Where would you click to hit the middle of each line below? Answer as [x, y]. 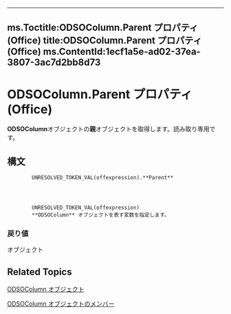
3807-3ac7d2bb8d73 [54, 63]
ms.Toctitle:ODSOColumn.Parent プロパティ [103, 28]
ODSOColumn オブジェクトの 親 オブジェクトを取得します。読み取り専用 [108, 129]
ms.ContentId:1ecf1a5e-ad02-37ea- [122, 52]
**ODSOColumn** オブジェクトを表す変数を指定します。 [101, 215]
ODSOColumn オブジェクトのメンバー [61, 304]
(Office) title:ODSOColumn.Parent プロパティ [105, 41]
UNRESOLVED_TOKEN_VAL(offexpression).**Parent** [103, 178]
